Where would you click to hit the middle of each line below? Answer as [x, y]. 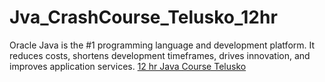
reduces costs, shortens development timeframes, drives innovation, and [160, 55]
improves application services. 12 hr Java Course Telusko [128, 66]
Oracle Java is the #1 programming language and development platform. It [162, 45]
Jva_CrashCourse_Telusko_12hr [143, 17]
